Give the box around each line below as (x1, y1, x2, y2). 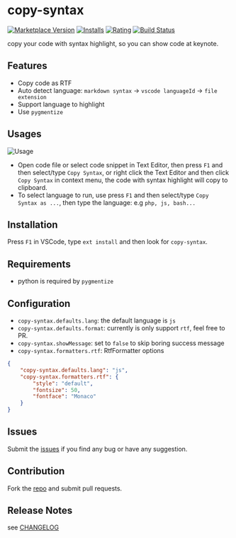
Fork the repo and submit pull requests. (7, 484, 123, 493)
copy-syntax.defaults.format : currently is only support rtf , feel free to (17, 324, 225, 332)
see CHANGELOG (7, 523, 60, 532)
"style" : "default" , (33, 380, 94, 387)
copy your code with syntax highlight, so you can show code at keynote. (7, 39, 219, 47)
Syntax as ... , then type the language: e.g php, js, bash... (17, 198, 196, 207)
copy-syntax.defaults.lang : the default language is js (17, 316, 176, 325)
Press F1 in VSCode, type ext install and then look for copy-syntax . (7, 237, 208, 246)
